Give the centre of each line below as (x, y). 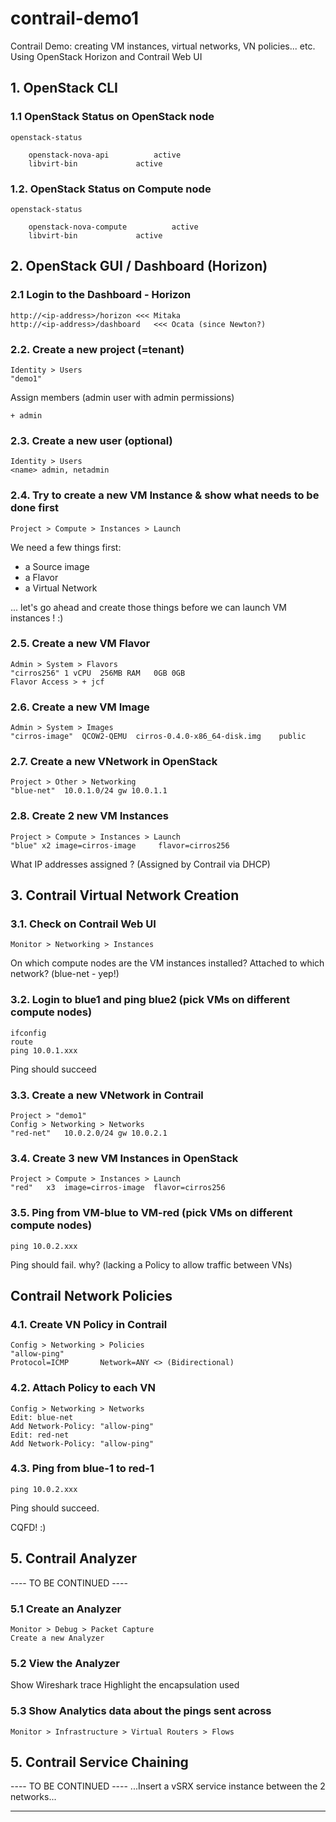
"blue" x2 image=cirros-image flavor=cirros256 (120, 845)
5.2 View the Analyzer (65, 1663)
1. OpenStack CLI (64, 88)
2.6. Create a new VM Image (80, 707)
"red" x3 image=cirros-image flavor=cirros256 (118, 1188)
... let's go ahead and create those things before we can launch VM (148, 607)
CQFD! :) (28, 1527)
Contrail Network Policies (91, 1295)
